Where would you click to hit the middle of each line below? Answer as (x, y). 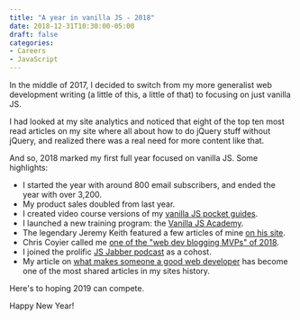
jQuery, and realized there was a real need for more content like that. (137, 141)
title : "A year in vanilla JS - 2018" (82, 18)
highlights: (29, 168)
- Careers (28, 51)
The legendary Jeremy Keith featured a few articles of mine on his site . (154, 233)
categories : (32, 43)
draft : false (34, 34)
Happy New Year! (42, 306)
